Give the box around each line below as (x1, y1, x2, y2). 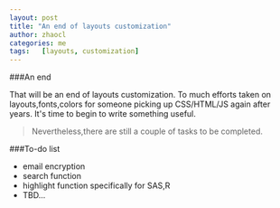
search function (22, 171, 81, 182)
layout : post (9, 13, 59, 23)
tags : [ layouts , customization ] (9, 47, 140, 56)
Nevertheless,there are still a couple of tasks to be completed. (31, 126, 264, 137)
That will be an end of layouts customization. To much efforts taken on (9, 90, 272, 100)
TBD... (22, 190, 46, 201)
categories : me (9, 38, 67, 48)
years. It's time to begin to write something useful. (9, 109, 197, 119)
